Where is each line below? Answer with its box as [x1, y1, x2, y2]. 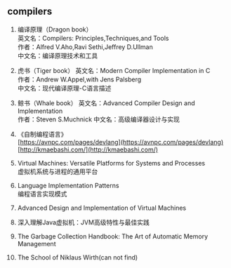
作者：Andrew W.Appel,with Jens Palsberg [17, 75, 142, 83]
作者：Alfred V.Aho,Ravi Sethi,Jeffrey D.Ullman [17, 42, 153, 51]
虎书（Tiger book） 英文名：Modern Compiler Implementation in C [17, 66, 211, 74]
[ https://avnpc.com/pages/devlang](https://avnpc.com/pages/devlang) [17, 138, 223, 146]
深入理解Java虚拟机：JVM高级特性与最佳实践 [17, 217, 150, 227]
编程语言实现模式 [17, 189, 67, 198]
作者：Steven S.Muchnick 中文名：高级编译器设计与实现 [17, 115, 180, 123]
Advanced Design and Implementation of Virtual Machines [17, 203, 187, 212]
